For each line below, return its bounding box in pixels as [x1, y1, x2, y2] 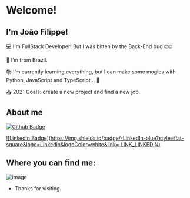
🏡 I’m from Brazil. [6, 56, 48, 63]
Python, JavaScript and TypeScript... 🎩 [6, 77, 100, 83]
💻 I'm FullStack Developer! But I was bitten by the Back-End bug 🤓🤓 [6, 43, 172, 50]
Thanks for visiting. [14, 184, 62, 192]
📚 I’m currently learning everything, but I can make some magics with [6, 68, 176, 75]
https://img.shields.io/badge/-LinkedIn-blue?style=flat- [50, 135, 184, 142]
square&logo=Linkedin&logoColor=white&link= [6, 140, 119, 147]
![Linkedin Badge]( [6, 135, 51, 142]
